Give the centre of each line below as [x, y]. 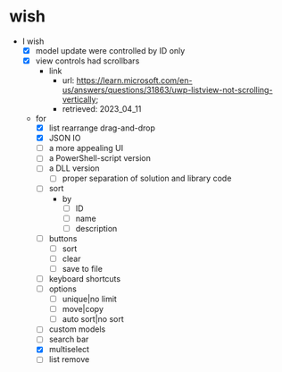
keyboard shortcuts [85, 278]
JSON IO [65, 138]
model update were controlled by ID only [110, 50]
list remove [69, 359]
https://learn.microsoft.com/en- [134, 80]
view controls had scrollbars [87, 61]
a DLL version [74, 168]
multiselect [69, 350]
